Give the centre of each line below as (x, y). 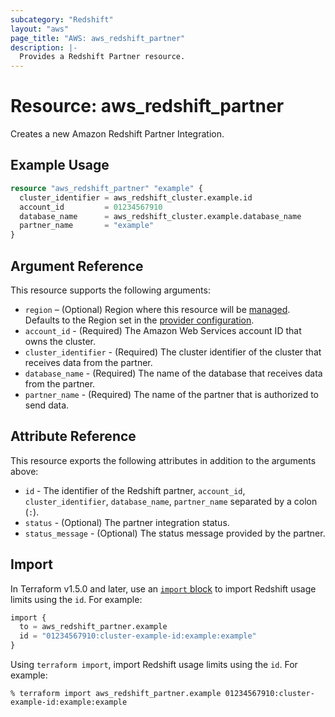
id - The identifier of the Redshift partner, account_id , (135, 490)
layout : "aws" (40, 29)
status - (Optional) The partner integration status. (127, 522)
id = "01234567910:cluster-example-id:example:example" (138, 636)
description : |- (44, 47)
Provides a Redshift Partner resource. (102, 57)
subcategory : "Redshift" (62, 19)
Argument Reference (77, 266)
